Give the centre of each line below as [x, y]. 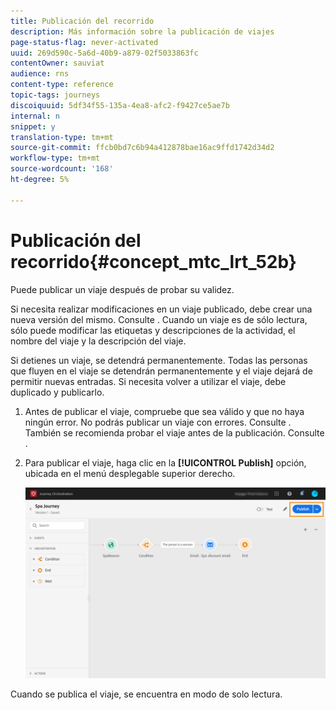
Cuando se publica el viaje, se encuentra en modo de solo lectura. [146, 694]
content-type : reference [62, 85]
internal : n [35, 116]
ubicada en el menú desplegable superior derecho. [130, 473]
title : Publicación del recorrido [82, 21]
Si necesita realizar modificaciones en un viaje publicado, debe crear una [161, 309]
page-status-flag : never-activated [84, 42]
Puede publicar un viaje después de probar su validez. [122, 289]
